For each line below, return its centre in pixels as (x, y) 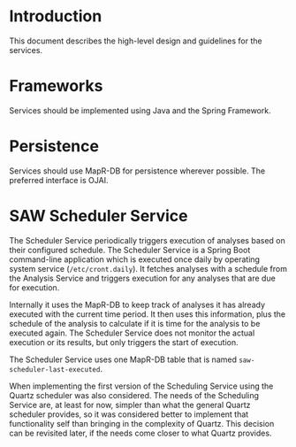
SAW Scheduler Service (99, 216)
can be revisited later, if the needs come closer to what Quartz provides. (140, 433)
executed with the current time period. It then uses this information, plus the (147, 314)
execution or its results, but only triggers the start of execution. (124, 342)
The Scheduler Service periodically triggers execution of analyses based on (147, 240)
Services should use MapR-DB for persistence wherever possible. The (137, 171)
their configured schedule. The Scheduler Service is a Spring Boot (130, 250)
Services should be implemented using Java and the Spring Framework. (140, 110)
